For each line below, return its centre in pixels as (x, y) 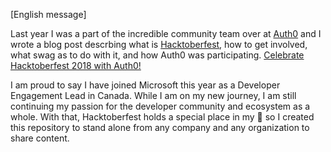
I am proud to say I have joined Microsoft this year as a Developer (145, 85)
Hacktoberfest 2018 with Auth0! (76, 65)
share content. (40, 138)
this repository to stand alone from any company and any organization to (160, 127)
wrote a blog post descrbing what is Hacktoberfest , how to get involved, (159, 44)
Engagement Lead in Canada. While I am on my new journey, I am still (153, 95)
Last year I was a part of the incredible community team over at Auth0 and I (166, 33)
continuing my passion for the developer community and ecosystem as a (160, 106)
